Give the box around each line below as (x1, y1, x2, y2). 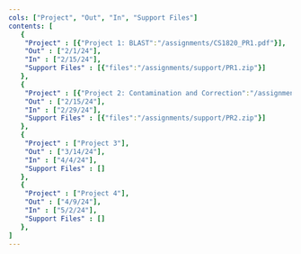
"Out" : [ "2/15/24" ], (24, 96, 105, 106)
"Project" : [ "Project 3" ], (24, 139, 129, 148)
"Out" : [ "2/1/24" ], (24, 47, 102, 56)
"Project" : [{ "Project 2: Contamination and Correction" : (24, 88, 251, 97)
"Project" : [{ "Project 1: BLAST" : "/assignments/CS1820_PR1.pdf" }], (24, 38, 287, 48)
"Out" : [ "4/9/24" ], (24, 197, 102, 207)
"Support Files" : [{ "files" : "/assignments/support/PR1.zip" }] (24, 64, 267, 73)
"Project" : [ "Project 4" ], (24, 189, 129, 198)
